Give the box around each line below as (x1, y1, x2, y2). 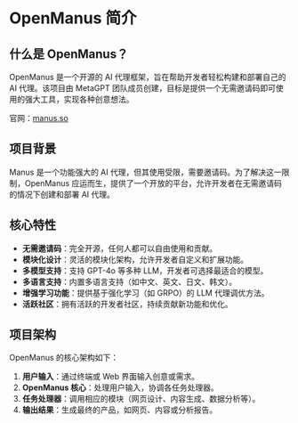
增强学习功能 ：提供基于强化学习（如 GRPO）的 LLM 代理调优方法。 (21, 287, 270, 298)
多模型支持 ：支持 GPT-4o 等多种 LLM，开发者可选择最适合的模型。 (21, 264, 269, 276)
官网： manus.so (9, 113, 68, 123)
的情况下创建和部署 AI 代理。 (9, 189, 116, 199)
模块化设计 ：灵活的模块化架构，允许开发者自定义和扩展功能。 (21, 254, 249, 264)
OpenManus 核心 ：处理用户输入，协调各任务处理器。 (21, 382, 220, 393)
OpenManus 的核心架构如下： (9, 353, 119, 363)
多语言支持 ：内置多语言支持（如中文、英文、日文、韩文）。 (21, 276, 238, 287)
